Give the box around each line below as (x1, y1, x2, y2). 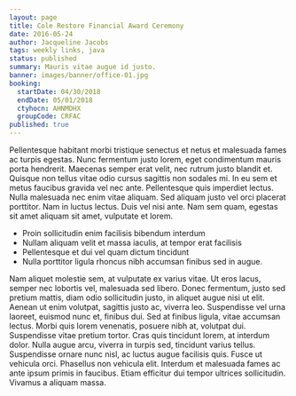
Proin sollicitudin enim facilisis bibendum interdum (21, 228, 206, 238)
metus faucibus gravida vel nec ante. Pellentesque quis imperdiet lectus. (9, 183, 275, 193)
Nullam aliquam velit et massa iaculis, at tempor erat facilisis (21, 237, 242, 248)
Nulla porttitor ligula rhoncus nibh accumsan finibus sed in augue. (21, 257, 263, 266)
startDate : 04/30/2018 (17, 87, 101, 96)
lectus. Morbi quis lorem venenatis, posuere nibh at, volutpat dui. (9, 321, 246, 331)
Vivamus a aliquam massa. (9, 377, 106, 387)
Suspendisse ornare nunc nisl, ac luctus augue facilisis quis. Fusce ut (9, 349, 263, 360)
